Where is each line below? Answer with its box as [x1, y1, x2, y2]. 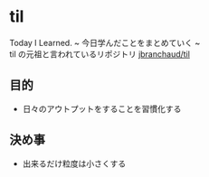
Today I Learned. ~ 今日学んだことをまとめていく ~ [9, 37, 201, 48]
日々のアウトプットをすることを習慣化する [22, 103, 182, 114]
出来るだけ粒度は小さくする [22, 158, 127, 169]
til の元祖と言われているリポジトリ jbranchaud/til [9, 48, 190, 60]
